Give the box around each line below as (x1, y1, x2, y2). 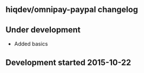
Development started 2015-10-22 (5, 57, 132, 67)
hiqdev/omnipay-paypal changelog (5, 5, 139, 15)
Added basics (14, 41, 49, 48)
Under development (5, 25, 81, 35)
